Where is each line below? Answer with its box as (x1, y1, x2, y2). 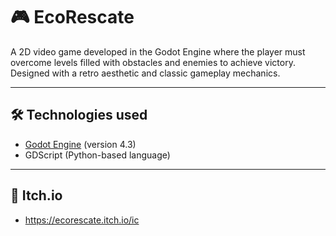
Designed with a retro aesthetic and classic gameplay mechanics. (10, 67, 281, 79)
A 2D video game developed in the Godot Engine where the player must (10, 45, 306, 58)
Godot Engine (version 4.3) (24, 138, 137, 150)
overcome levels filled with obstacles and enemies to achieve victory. (10, 56, 296, 68)
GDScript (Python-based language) (24, 149, 171, 161)
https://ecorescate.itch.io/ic (24, 214, 140, 226)
